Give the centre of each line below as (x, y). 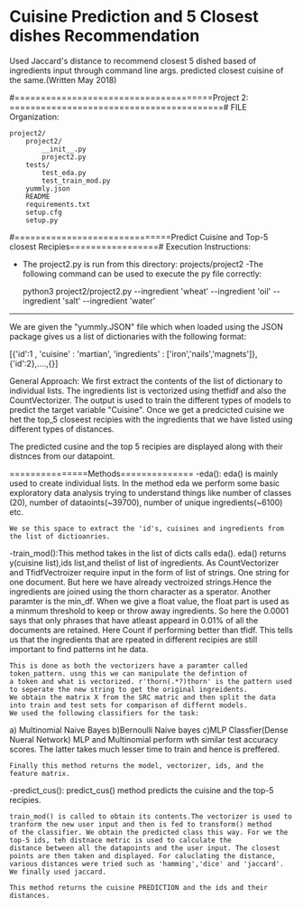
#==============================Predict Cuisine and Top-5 (139, 237)
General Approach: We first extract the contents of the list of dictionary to (146, 380)
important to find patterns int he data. (79, 649)
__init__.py (64, 149)
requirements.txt (58, 204)
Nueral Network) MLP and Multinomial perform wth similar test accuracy (144, 739)
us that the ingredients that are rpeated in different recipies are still (133, 640)
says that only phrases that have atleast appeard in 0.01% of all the (134, 620)
